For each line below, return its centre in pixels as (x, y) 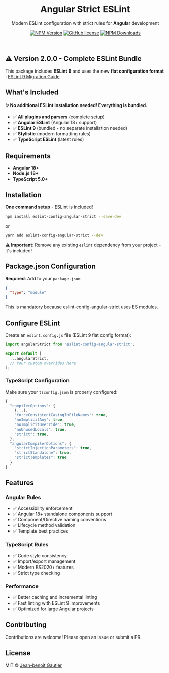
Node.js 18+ (26, 173)
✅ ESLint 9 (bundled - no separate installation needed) (70, 128)
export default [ (24, 353)
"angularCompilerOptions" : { (41, 444)
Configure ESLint (33, 323)
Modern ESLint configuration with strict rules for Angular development (85, 23)
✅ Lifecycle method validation (44, 525)
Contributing (26, 625)
